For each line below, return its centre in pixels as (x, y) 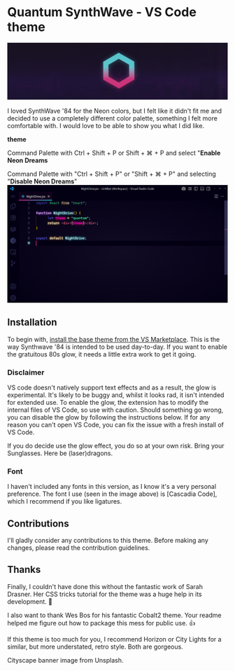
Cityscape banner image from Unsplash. (65, 660)
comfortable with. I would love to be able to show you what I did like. (106, 126)
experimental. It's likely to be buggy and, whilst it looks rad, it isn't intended (116, 395)
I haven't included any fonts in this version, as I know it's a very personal (112, 487)
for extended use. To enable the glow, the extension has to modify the (108, 402)
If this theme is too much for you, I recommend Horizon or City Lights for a (114, 639)
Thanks (24, 570)
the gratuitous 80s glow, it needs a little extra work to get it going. (102, 354)
